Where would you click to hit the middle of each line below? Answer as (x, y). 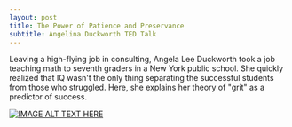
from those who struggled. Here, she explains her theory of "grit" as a (137, 87)
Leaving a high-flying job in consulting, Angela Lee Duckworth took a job (142, 60)
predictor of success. (48, 97)
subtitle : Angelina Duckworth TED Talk (83, 34)
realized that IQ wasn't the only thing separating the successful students (142, 78)
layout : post (33, 17)
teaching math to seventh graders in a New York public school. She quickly (146, 68)
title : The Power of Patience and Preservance (97, 26)
